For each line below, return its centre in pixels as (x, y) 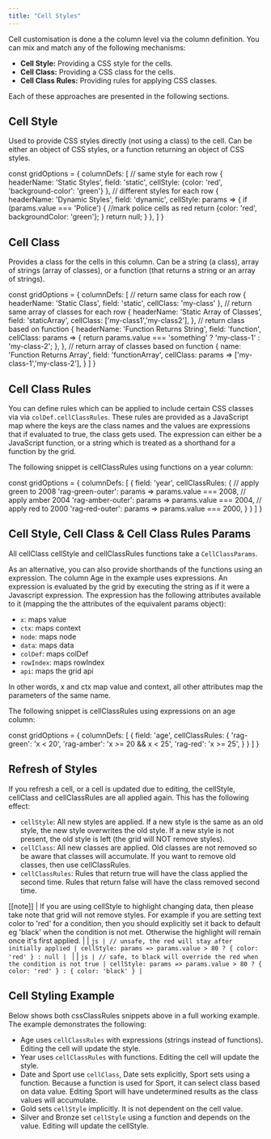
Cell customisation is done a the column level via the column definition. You (134, 39)
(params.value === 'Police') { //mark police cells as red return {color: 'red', (133, 208)
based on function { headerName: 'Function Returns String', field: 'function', (135, 329)
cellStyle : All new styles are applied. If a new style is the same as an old (142, 822)
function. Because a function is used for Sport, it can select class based (140, 1082)
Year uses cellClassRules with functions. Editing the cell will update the (140, 1056)
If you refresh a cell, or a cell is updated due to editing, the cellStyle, (122, 788)
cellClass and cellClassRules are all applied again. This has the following (129, 797)
